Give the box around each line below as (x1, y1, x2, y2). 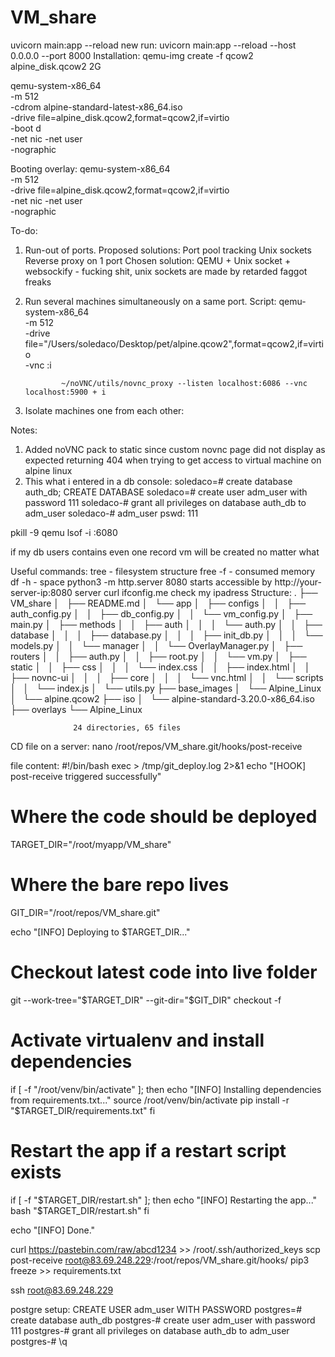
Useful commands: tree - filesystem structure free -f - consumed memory (10, 565, 316, 577)
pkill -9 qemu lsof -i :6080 (10, 526, 118, 538)
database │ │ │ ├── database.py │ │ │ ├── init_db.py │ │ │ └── (10, 629, 323, 641)
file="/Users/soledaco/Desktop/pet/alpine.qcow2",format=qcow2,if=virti (24, 337, 324, 350)
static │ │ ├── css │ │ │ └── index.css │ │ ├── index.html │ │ (10, 661, 311, 673)
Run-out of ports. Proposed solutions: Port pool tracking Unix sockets (24, 244, 312, 256)
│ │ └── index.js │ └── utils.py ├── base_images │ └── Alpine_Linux (10, 682, 322, 694)
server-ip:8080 (10, 586, 73, 598)
